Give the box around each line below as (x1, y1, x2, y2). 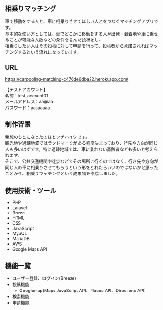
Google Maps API (12, 246, 47, 252)
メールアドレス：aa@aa (5, 98, 53, 104)
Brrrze (12, 210, 25, 216)
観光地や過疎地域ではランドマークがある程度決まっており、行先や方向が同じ (5, 140, 158, 146)
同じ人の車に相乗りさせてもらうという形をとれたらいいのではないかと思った (5, 165, 159, 171)
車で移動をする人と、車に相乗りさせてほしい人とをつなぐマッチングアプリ (5, 19, 154, 24)
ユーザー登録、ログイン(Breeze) (12, 275, 76, 281)
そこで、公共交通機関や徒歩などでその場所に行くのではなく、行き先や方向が (5, 158, 159, 164)
